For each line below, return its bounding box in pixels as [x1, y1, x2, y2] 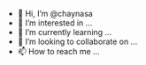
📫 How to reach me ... [17, 47, 100, 56]
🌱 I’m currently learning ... [17, 27, 112, 37]
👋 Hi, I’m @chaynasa [17, 9, 93, 18]
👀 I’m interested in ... [17, 18, 93, 28]
